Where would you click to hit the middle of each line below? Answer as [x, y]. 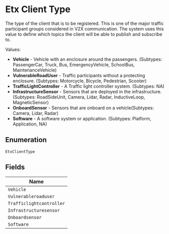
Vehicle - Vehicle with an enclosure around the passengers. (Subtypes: [87, 59]
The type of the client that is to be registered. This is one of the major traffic [84, 23]
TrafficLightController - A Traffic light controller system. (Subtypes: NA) [89, 86]
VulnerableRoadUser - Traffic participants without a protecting [79, 75]
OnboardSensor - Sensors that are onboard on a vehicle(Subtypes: [83, 108]
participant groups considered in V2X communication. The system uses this [84, 28]
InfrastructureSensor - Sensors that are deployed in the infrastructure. [87, 91]
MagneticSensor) [31, 102]
